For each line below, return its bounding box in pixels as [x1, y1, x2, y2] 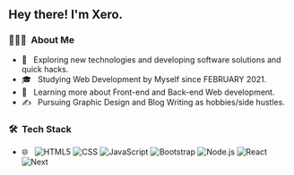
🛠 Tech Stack [8, 122, 73, 135]
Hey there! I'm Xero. [8, 7, 123, 22]
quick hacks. [21, 63, 69, 74]
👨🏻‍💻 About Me [8, 34, 75, 46]
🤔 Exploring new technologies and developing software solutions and [21, 54, 281, 65]
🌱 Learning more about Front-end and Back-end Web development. [21, 87, 275, 97]
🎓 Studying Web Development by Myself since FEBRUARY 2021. [21, 73, 267, 84]
